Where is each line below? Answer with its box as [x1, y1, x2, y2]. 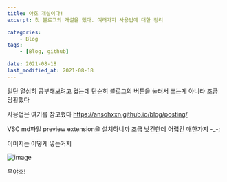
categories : [7, 29, 41, 36]
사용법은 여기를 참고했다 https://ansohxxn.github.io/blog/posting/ [7, 110, 188, 118]
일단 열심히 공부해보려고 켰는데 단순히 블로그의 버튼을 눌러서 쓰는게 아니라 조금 [7, 87, 219, 95]
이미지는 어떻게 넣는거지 [7, 139, 72, 148]
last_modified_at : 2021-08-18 [7, 67, 94, 74]
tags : [7, 42, 23, 49]
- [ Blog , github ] [19, 48, 69, 55]
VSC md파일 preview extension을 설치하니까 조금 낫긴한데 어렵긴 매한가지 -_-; [7, 125, 221, 133]
